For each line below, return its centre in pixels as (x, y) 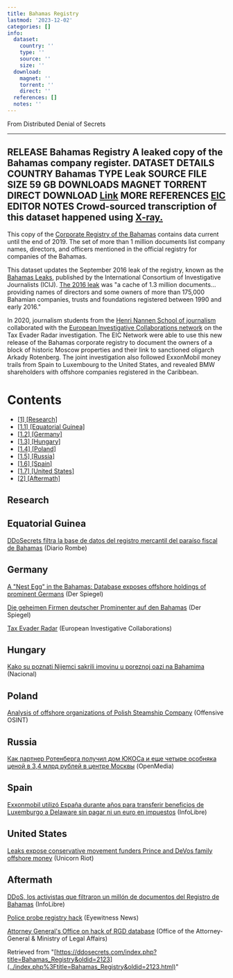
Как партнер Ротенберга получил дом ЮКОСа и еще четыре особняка (112, 759)
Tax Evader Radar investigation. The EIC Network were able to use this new (115, 335)
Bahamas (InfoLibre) (36, 904)
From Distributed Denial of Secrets (57, 124)
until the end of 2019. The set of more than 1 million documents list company (116, 241)
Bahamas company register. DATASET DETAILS (111, 163)
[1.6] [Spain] (35, 464)
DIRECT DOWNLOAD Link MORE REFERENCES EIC (116, 196)
